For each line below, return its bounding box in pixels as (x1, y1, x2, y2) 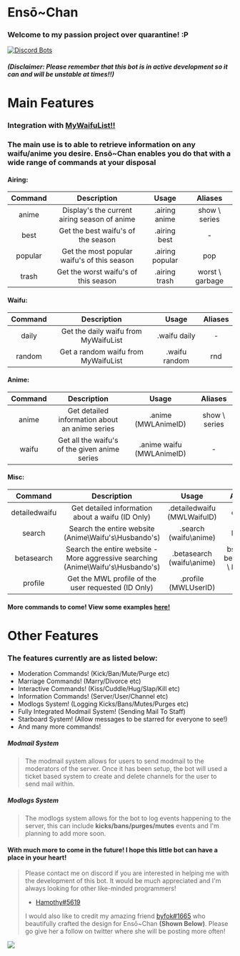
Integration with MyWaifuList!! (7, 121, 116, 131)
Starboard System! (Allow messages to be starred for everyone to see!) (17, 715, 228, 723)
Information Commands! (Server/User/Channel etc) (17, 692, 169, 700)
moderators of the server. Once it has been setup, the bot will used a (24, 764, 228, 772)
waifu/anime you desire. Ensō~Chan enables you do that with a (7, 149, 231, 159)
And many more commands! (17, 722, 101, 731)
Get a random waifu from (59, 347, 144, 357)
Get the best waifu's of (59, 226, 136, 236)
